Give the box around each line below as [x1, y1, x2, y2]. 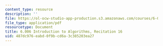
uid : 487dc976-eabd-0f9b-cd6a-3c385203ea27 [5, 34, 95, 39]
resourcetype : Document [5, 25, 53, 30]
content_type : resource [5, 7, 53, 12]
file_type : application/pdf [5, 20, 62, 25]
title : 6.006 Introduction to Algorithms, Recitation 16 [5, 29, 123, 34]
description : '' [5, 11, 38, 16]
